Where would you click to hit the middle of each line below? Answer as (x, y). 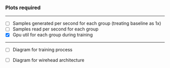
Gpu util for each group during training (53, 35)
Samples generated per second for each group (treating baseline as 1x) (87, 23)
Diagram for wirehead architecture (48, 60)
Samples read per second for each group (55, 29)
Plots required (23, 8)
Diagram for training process (42, 50)
